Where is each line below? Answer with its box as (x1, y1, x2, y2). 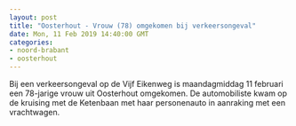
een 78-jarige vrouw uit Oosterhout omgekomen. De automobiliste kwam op (9, 88, 287, 98)
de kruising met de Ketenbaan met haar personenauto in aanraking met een (9, 98, 286, 107)
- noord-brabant (9, 46, 69, 55)
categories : (9, 37, 53, 47)
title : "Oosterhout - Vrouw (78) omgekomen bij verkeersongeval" (9, 21, 256, 30)
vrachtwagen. (9, 107, 60, 117)
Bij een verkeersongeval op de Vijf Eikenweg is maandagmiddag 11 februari (9, 79, 284, 89)
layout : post (9, 12, 58, 22)
